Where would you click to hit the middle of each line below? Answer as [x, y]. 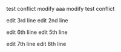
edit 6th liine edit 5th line [37, 32]
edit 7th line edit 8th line [36, 44]
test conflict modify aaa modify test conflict [60, 9]
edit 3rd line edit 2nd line [37, 20]
